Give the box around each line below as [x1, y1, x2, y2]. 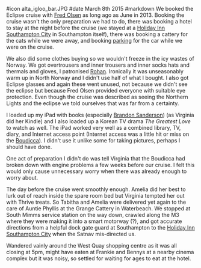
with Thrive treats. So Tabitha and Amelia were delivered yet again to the [6, 198, 187, 206]
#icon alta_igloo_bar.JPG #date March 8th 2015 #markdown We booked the [6, 5, 194, 12]
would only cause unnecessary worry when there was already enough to [6, 168, 187, 175]
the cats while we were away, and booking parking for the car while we [6, 37, 182, 44]
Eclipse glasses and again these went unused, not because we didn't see [6, 81, 188, 88]
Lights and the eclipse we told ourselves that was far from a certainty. [6, 100, 179, 107]
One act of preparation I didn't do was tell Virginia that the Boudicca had [6, 155, 185, 162]
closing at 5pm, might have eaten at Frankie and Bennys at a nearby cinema [6, 249, 194, 255]
